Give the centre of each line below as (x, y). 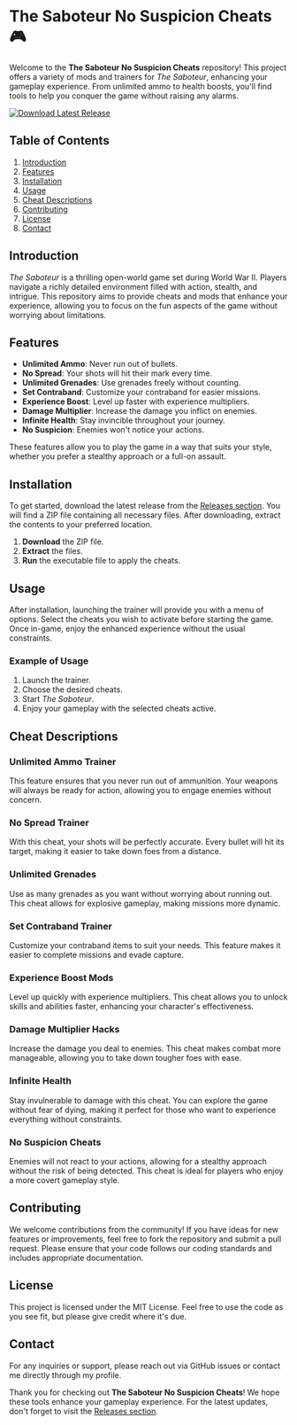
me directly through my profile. (65, 1374)
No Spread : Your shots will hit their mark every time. (117, 373)
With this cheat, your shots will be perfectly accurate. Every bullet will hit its (147, 842)
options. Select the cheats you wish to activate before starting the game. (141, 619)
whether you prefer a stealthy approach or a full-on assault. (118, 456)
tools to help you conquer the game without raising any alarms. (124, 96)
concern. (26, 799)
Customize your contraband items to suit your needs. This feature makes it (145, 945)
